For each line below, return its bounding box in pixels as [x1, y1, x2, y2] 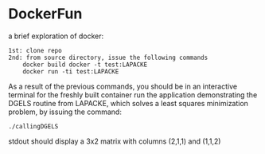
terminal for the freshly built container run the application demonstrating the [8, 89, 258, 100]
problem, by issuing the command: [8, 107, 122, 116]
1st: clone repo [8, 46, 62, 54]
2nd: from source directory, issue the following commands [8, 53, 208, 61]
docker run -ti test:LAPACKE [22, 67, 119, 76]
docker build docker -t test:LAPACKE [22, 61, 148, 69]
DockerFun [8, 5, 83, 23]
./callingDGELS [8, 122, 59, 130]
